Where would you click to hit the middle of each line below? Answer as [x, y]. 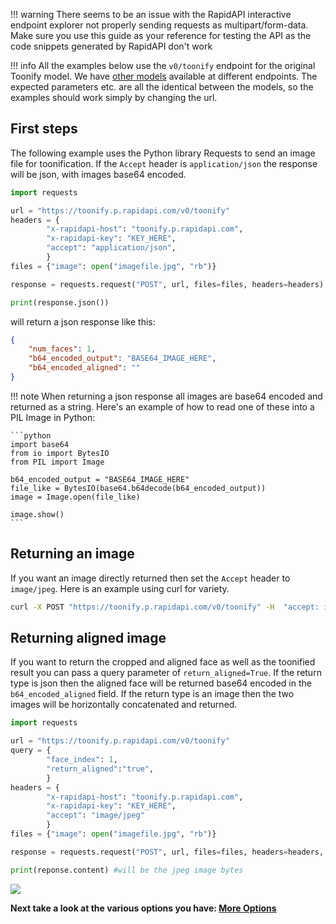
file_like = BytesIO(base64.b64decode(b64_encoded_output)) [138, 488]
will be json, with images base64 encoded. [98, 174]
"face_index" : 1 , [82, 760]
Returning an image [72, 554]
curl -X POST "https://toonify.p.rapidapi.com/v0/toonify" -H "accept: [165, 607]
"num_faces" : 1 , [62, 349]
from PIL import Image [57, 462]
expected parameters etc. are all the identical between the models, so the [162, 87]
